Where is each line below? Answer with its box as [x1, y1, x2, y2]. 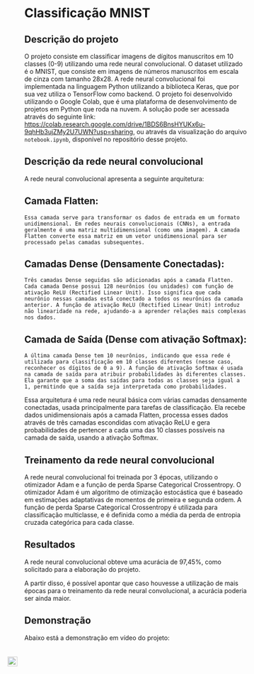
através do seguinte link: [24, 112, 96, 121]
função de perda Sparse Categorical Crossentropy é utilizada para [24, 503, 218, 512]
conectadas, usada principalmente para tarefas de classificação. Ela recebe [24, 403, 246, 412]
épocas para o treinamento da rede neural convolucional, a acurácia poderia [24, 586, 247, 594]
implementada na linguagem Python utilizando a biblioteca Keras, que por [24, 82, 240, 90]
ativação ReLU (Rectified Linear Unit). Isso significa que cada [24, 289, 221, 296]
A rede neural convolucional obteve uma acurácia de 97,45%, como [24, 558, 222, 566]
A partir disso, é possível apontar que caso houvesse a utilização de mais [24, 579, 238, 587]
